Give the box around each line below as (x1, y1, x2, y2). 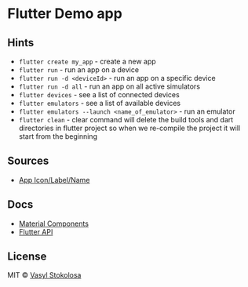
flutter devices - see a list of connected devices (18, 90, 180, 99)
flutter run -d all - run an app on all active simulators (18, 82, 201, 91)
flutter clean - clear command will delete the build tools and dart (18, 115, 234, 124)
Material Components (18, 219, 89, 228)
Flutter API (18, 227, 53, 236)
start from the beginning (18, 132, 97, 141)
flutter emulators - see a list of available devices (18, 99, 181, 107)
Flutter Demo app (7, 5, 122, 23)
